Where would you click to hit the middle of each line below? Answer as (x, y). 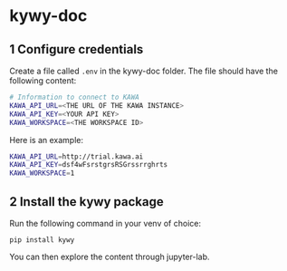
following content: (43, 81)
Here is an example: (47, 140)
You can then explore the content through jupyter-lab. (110, 256)
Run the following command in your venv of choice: (105, 223)
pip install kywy (42, 240)
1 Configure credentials (77, 49)
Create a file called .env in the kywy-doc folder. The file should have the (144, 71)
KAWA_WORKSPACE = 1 (42, 173)
